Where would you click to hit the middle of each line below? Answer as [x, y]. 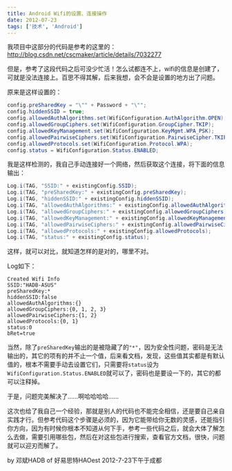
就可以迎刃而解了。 [35, 445]
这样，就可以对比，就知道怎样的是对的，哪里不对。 [80, 251]
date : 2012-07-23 [32, 20]
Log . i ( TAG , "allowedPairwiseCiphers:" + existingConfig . [91, 224]
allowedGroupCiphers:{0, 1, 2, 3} [57, 309]
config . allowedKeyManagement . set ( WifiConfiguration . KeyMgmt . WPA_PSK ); [111, 131]
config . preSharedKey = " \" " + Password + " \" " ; [77, 105]
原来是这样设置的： [35, 92]
